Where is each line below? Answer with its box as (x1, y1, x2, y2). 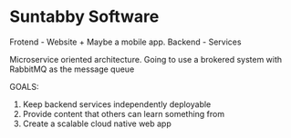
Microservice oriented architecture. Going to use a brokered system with (9, 54, 283, 64)
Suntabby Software (9, 6, 160, 27)
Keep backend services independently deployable (22, 98, 212, 110)
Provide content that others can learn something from (22, 108, 225, 119)
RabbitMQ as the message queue (9, 64, 135, 74)
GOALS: (9, 81, 39, 92)
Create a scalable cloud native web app (22, 118, 171, 129)
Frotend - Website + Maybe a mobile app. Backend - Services (9, 36, 242, 47)
